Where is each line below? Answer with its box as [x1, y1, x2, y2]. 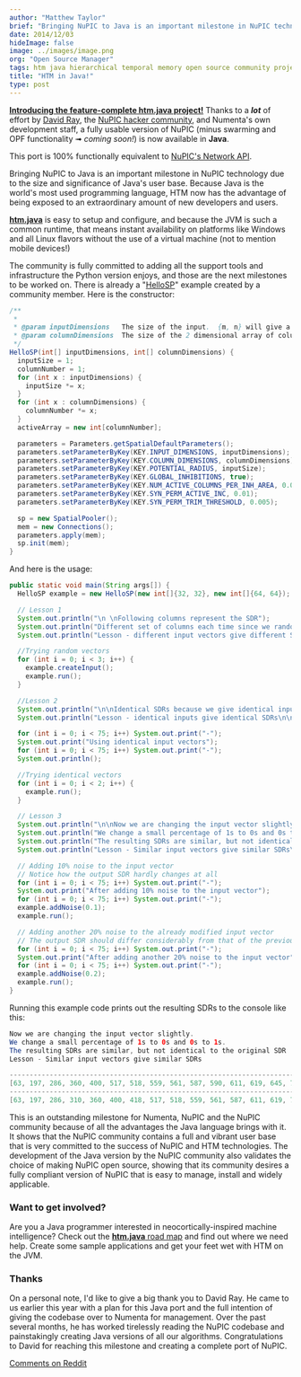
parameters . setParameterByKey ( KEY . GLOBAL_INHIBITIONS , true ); [17, 472, 254, 481]
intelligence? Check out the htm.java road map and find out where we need [9, 1231, 288, 1242]
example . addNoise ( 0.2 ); [17, 969, 106, 979]
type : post [9, 80, 50, 89]
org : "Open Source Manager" [9, 55, 115, 64]
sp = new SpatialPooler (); [17, 514, 118, 523]
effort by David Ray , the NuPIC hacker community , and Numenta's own [9, 114, 271, 125]
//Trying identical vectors [17, 770, 123, 780]
